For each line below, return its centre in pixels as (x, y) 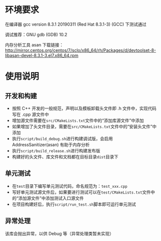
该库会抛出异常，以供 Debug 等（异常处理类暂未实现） (59, 233)
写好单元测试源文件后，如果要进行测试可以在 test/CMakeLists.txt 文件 (81, 192)
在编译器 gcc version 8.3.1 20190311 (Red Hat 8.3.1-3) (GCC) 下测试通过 (76, 24)
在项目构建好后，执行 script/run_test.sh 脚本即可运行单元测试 (74, 204)
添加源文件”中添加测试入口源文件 (51, 198)
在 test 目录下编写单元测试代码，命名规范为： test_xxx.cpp (70, 186)
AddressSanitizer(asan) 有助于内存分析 (51, 144)
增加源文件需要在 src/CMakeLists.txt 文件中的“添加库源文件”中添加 (78, 120)
